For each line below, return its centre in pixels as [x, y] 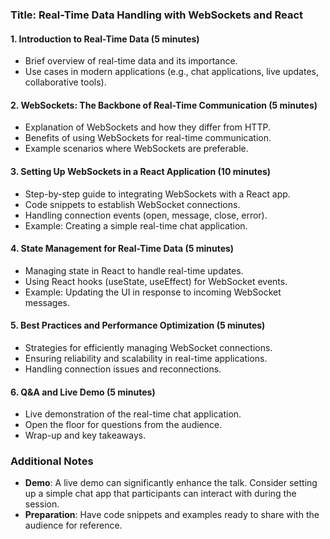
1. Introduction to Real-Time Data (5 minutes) [105, 39]
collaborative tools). [65, 82]
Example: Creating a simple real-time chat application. [136, 225]
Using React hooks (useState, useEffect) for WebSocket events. [156, 281]
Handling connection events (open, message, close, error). [146, 215]
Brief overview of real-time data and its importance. [131, 61]
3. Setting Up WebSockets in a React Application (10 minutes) [141, 171]
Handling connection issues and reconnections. [123, 369]
